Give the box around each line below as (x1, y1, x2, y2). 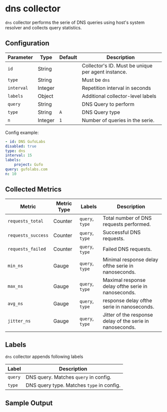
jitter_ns (7, 318, 31, 324)
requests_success (7, 232, 49, 238)
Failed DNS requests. (102, 245, 152, 252)
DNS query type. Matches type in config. (25, 382, 121, 389)
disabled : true (5, 143, 37, 149)
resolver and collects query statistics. (5, 24, 82, 30)
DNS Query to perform (82, 100, 135, 107)
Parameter (7, 54, 33, 61)
